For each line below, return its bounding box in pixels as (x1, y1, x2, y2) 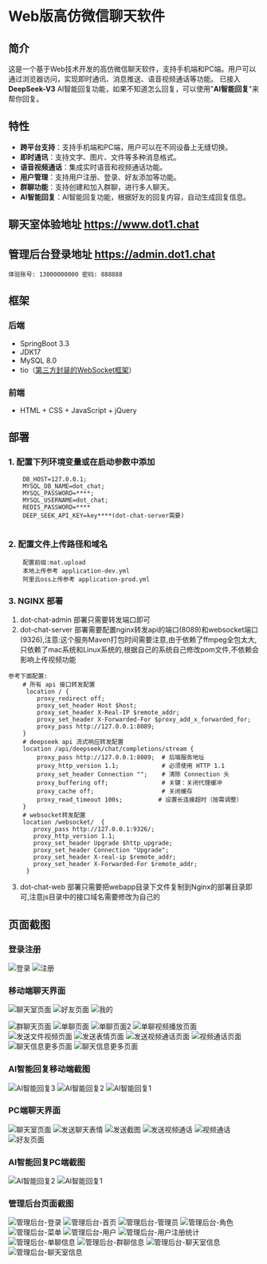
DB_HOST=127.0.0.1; (22, 475, 88, 483)
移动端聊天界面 (8, 985, 66, 996)
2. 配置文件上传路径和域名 (8, 538, 108, 549)
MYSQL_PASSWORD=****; (22, 489, 94, 497)
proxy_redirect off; (37, 695, 105, 703)
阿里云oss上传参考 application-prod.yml (22, 575, 150, 583)
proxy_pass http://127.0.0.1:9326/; (33, 825, 155, 833)
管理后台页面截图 (8, 1198, 74, 1209)
